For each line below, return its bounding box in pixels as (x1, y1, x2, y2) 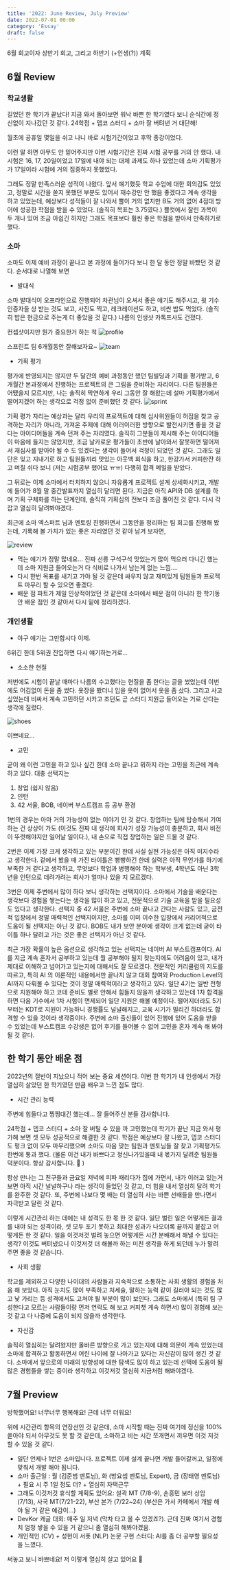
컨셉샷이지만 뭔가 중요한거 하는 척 (7, 328, 97, 337)
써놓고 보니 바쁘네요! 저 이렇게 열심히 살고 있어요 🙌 (7, 1555, 143, 1563)
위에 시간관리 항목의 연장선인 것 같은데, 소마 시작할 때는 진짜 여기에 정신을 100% (7, 1423, 222, 1431)
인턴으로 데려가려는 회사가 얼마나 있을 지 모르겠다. (19, 873, 154, 881)
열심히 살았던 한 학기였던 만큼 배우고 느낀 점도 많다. (7, 1081, 144, 1089)
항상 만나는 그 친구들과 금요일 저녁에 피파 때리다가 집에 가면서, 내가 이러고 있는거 (7, 1174, 223, 1182)
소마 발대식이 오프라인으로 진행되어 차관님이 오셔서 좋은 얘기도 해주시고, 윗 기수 (7, 296, 220, 304)
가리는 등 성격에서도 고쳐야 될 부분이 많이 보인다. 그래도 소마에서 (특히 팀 (21, 1295, 216, 1303)
